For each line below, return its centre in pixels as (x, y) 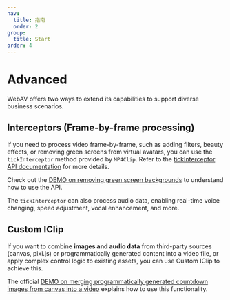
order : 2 (26, 26)
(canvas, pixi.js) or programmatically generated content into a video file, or (113, 253)
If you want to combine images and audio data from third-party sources (109, 246)
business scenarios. (35, 106)
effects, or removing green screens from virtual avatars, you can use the (110, 152)
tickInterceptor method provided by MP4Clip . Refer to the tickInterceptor (111, 159)
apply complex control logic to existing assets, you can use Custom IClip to (114, 261)
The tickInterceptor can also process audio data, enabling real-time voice (114, 200)
